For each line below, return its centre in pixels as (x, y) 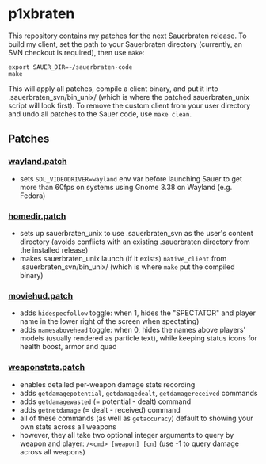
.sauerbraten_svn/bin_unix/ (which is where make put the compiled (127, 267)
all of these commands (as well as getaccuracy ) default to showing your (136, 418)
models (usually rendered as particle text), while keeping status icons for (138, 338)
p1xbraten (42, 14)
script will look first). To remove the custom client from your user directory (129, 105)
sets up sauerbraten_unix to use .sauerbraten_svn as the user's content (136, 233)
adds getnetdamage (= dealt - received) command (100, 409)
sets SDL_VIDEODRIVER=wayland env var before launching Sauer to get (131, 178)
